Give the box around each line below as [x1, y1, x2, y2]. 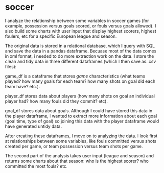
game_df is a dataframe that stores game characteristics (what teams [5, 73, 145, 79]
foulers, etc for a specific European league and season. [5, 33, 117, 39]
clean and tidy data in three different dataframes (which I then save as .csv [5, 58, 156, 64]
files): [5, 63, 17, 70]
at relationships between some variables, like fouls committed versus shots [5, 138, 157, 144]
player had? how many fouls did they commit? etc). [5, 98, 108, 104]
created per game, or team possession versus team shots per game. [5, 143, 143, 149]
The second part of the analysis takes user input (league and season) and [5, 152, 154, 158]
